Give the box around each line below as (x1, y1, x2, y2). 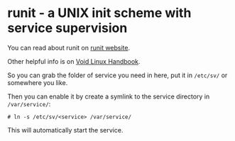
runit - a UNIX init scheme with (7, 5, 192, 21)
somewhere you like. (7, 78, 68, 86)
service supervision (7, 20, 128, 36)
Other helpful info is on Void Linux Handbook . (7, 57, 141, 65)
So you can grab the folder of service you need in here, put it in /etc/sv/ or (7, 71, 228, 79)
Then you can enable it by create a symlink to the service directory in (7, 92, 210, 101)
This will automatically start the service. (7, 125, 124, 134)
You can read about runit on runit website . (7, 43, 131, 52)
